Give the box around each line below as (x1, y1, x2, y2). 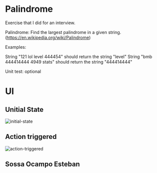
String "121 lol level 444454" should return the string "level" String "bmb (5, 53, 153, 60)
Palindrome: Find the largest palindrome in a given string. (5, 29, 121, 35)
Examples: (5, 44, 26, 50)
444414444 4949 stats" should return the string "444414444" (5, 59, 132, 65)
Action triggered (5, 133, 57, 141)
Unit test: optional (5, 68, 41, 74)
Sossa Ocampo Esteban (5, 160, 80, 169)
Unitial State (5, 105, 44, 114)
